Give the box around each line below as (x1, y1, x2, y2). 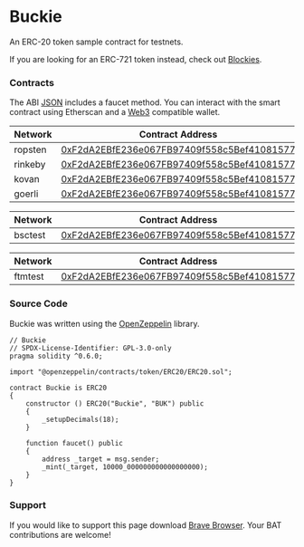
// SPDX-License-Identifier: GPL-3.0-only (9, 343, 172, 352)
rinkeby (14, 158, 46, 171)
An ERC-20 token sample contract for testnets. (9, 36, 184, 47)
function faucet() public (25, 438, 124, 447)
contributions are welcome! (9, 529, 111, 540)
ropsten (14, 143, 47, 156)
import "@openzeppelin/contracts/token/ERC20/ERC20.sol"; (9, 367, 233, 377)
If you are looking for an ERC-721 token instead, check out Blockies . (9, 53, 262, 64)
